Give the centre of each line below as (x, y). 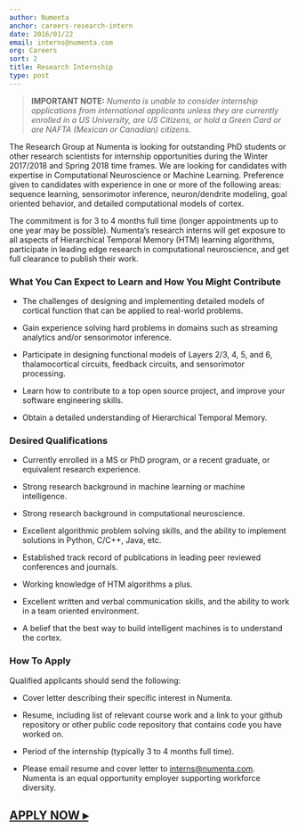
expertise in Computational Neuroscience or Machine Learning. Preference (147, 175)
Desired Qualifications (59, 440)
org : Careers (33, 51)
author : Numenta (39, 17)
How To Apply (40, 661)
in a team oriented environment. (81, 611)
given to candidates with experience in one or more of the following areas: (145, 185)
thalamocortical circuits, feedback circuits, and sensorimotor (133, 364)
